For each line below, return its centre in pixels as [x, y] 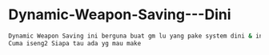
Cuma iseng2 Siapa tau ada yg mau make [75, 43]
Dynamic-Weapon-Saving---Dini [120, 15]
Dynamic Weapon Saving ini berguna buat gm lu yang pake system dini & [130, 36]
